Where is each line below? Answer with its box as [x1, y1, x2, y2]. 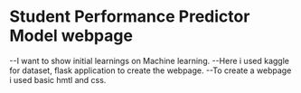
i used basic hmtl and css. [9, 74, 107, 85]
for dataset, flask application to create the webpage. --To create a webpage [9, 65, 292, 76]
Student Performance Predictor [9, 6, 250, 27]
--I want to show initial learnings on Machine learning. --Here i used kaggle [9, 55, 289, 66]
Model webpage [9, 25, 134, 46]
